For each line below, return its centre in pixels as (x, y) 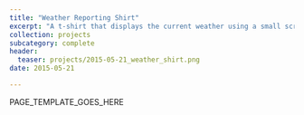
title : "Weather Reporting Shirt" (75, 18)
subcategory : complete (52, 43)
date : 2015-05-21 (42, 69)
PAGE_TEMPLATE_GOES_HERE (66, 101)
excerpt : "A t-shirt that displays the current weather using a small (145, 26)
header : (24, 52)
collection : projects (50, 34)
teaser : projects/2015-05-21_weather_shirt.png (109, 60)
